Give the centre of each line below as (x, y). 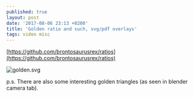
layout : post (23, 18)
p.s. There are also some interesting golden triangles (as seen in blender (97, 82)
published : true (27, 12)
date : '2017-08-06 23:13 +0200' (47, 23)
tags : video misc (28, 35)
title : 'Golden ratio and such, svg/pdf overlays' (72, 29)
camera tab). (22, 88)
